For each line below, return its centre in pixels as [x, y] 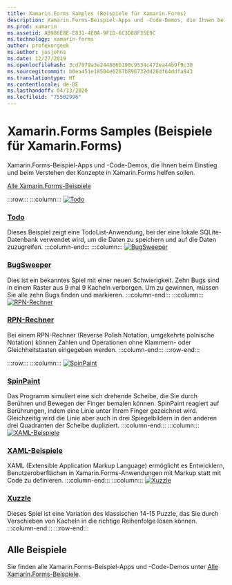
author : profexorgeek [38, 46]
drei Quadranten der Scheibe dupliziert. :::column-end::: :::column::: [103, 425]
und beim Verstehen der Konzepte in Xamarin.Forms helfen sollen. [101, 172]
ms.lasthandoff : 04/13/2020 [48, 91]
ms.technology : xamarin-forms [51, 39]
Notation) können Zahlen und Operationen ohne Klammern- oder [99, 342]
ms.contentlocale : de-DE [43, 84]
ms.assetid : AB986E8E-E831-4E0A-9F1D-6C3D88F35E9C [81, 33]
